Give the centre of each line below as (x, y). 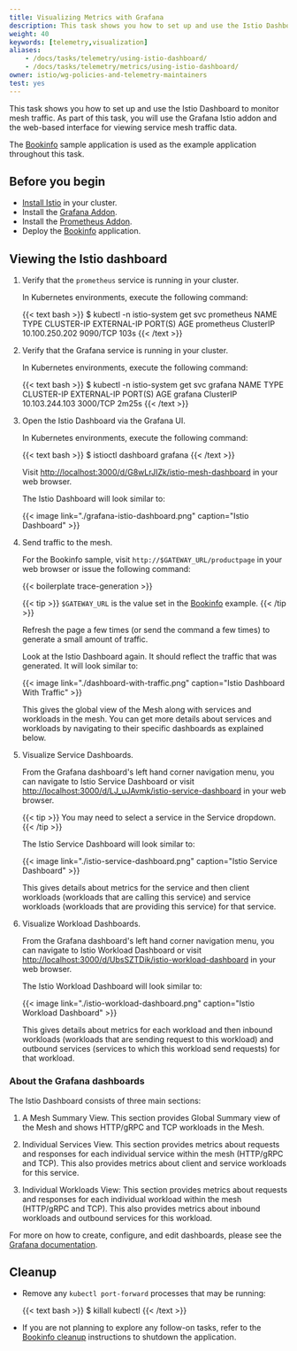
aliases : (25, 50)
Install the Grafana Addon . (69, 212)
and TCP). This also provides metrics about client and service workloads (154, 1163)
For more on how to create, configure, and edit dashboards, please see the (145, 1235)
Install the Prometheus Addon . (77, 221)
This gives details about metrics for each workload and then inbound (147, 1030)
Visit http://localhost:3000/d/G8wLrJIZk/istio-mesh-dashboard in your (150, 472)
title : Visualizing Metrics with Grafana (87, 17)
